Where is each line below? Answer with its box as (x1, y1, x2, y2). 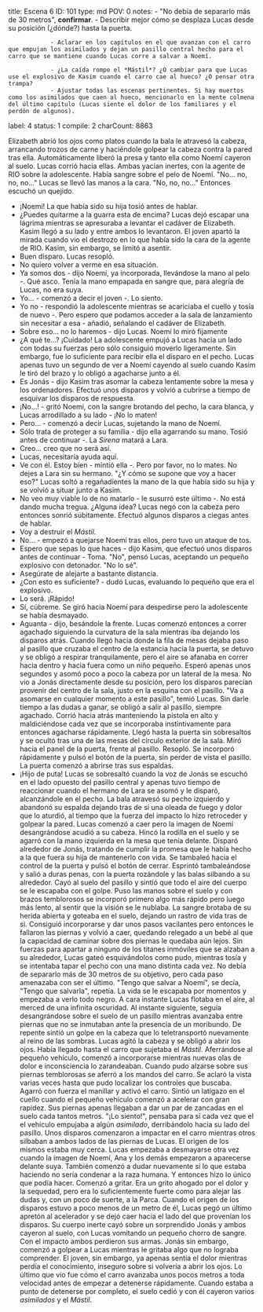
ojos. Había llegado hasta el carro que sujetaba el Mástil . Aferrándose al (19, 1045, 253, 1054)
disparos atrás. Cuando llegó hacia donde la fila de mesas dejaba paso (19, 636, 249, 645)
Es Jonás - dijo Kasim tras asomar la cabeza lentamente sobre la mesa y (19, 377, 254, 386)
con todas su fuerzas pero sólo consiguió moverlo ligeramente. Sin (19, 343, 236, 353)
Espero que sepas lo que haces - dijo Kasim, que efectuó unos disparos (19, 544, 253, 553)
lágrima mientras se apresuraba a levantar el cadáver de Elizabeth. (19, 218, 236, 227)
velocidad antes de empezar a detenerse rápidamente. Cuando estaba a (19, 1278, 254, 1288)
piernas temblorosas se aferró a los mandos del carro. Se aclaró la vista (19, 1070, 252, 1079)
